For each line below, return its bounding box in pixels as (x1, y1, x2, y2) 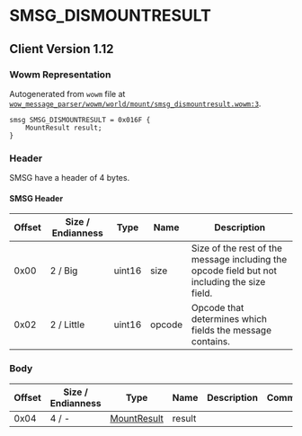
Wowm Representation (9, 68, 111, 81)
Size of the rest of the (191, 242, 283, 254)
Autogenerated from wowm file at (9, 88, 126, 99)
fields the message (191, 325, 272, 337)
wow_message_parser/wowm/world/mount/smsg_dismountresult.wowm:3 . (9, 98, 262, 109)
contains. (191, 335, 231, 348)
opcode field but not (191, 264, 277, 277)
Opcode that (191, 302, 244, 315)
